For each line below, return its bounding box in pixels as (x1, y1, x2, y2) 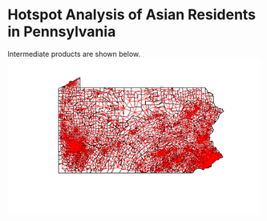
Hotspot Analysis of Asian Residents (7, 6, 257, 24)
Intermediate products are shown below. (7, 49, 141, 58)
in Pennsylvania (7, 22, 116, 41)
